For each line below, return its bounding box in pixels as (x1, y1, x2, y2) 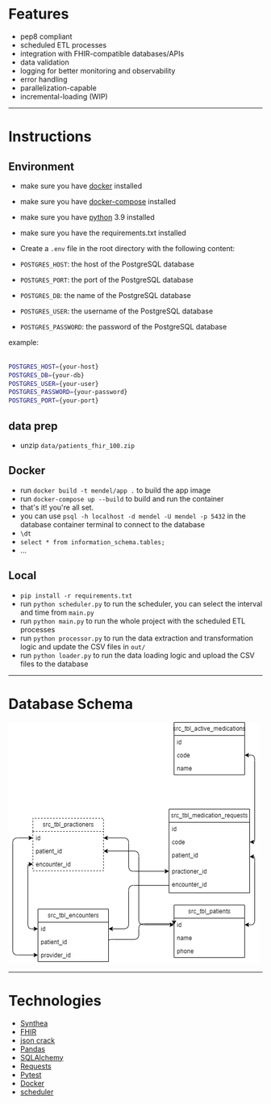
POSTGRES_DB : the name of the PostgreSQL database (19, 290, 191, 300)
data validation (19, 57, 70, 67)
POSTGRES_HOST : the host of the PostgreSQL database (19, 259, 195, 269)
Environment (8, 159, 75, 174)
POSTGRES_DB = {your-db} (8, 371, 85, 380)
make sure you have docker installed (19, 181, 143, 191)
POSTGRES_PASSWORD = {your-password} (8, 388, 128, 397)
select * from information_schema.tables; (19, 538, 165, 546)
